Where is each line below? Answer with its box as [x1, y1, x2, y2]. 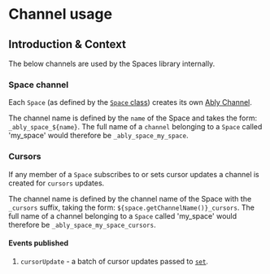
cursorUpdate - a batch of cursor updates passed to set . [20, 256, 209, 266]
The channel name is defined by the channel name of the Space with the [8, 194, 252, 203]
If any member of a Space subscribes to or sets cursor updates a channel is [8, 169, 259, 179]
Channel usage [8, 5, 112, 24]
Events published [8, 238, 69, 248]
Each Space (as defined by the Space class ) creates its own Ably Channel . [8, 98, 252, 107]
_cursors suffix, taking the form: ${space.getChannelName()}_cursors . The [8, 202, 255, 212]
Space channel [8, 79, 69, 90]
